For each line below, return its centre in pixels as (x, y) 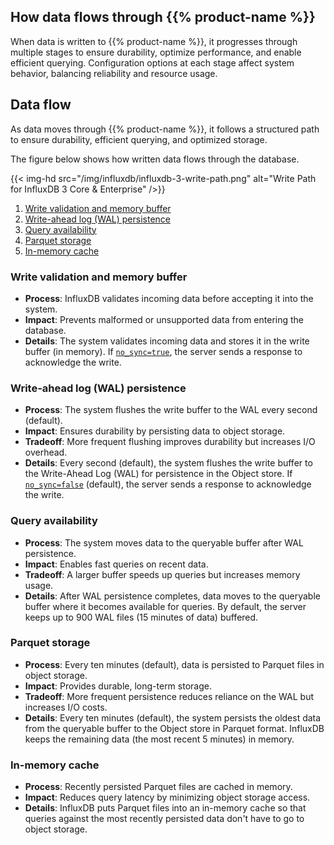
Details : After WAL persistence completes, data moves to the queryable (172, 596)
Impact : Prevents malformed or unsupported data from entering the (164, 319)
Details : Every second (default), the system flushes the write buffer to (168, 463)
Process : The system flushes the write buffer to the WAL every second (171, 410)
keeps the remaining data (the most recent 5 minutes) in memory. (159, 739)
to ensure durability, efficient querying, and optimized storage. (139, 139)
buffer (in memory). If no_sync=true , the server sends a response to (163, 351)
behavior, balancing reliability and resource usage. (114, 73)
